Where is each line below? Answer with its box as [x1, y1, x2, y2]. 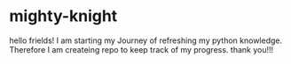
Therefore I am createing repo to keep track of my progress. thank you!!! [9, 44, 274, 54]
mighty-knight [9, 6, 118, 26]
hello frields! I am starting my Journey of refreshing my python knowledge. [9, 35, 283, 46]
